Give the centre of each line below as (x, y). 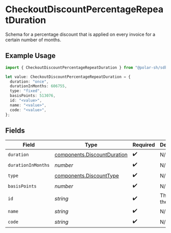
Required (144, 145)
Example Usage (31, 56)
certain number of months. (33, 40)
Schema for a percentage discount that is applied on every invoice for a (80, 34)
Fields (15, 130)
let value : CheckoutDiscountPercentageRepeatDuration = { (68, 77)
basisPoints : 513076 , (33, 96)
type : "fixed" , (26, 91)
